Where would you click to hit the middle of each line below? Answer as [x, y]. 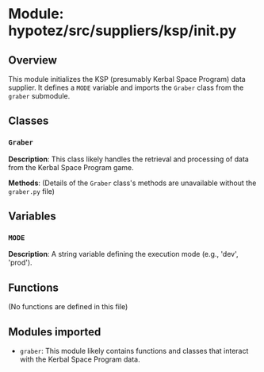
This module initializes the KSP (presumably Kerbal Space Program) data [127, 79]
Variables [33, 217]
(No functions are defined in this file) [68, 307]
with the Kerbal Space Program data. [80, 359]
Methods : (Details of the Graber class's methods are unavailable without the [132, 183]
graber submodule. [39, 96]
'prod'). [21, 262]
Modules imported [55, 332]
